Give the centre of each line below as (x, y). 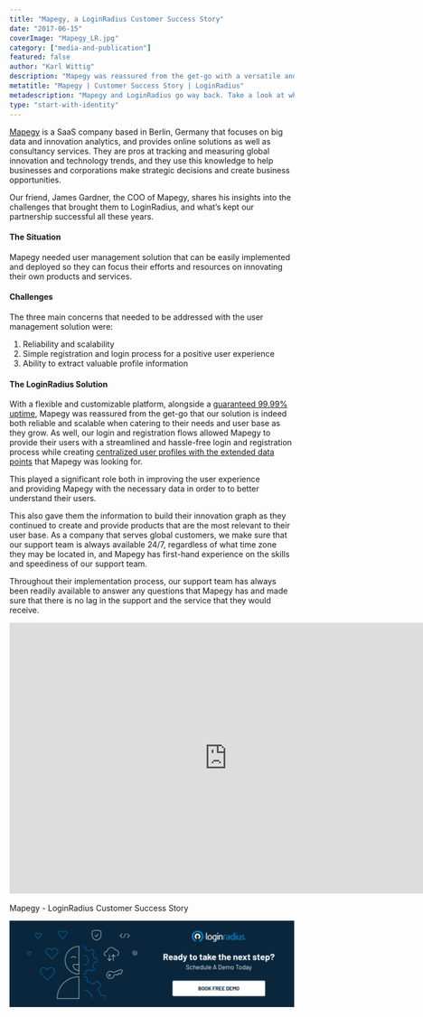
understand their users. (53, 499)
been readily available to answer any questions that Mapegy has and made (149, 591)
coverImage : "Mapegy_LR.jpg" (64, 38)
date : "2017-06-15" (46, 28)
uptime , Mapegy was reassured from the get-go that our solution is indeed (148, 414)
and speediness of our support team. (78, 564)
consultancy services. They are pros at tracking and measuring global (140, 151)
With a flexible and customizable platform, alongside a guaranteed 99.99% (148, 404)
